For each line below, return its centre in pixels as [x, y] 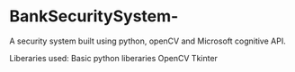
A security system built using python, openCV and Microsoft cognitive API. [147, 41]
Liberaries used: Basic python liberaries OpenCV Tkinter [114, 58]
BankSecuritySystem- [94, 16]
